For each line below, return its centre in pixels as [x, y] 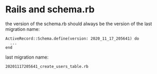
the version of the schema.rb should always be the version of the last [79, 24]
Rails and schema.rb [50, 10]
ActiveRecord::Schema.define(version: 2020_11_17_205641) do [72, 39]
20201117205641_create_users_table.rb [47, 66]
